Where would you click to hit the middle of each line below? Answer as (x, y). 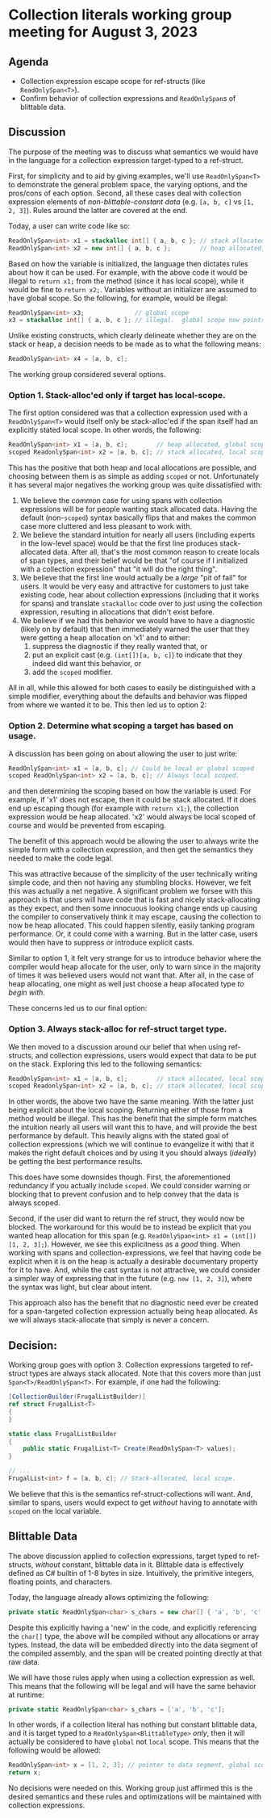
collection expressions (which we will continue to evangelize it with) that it (131, 1145)
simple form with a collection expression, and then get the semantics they (131, 850)
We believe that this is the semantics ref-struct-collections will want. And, (131, 1493)
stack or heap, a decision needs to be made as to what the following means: (135, 344)
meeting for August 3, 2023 (103, 32)
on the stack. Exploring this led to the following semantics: (105, 1064)
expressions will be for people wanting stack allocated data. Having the (139, 509)
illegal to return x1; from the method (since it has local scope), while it (126, 281)
